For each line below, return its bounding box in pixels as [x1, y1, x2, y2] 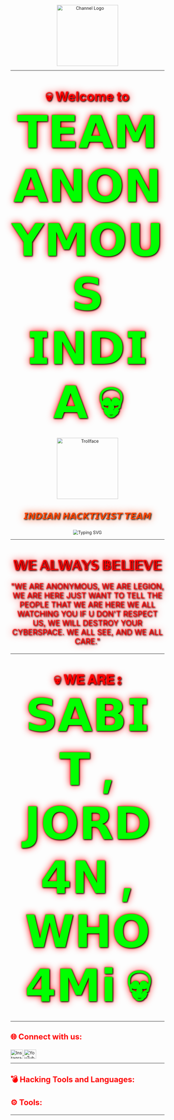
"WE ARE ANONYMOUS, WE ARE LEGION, [11, 582, 164, 592]
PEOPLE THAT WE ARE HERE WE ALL [19, 600, 156, 610]
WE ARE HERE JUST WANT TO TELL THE [12, 591, 163, 601]
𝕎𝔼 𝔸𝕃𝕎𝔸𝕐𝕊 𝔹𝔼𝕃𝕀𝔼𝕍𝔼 [13, 557, 162, 573]
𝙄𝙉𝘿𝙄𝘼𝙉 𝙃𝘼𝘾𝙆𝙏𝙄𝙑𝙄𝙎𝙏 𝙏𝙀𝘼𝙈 [23, 511, 152, 522]
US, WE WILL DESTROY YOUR [32, 618, 143, 628]
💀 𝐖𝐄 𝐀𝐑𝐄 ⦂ [54, 672, 121, 688]
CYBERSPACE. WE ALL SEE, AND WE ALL [12, 627, 163, 637]
